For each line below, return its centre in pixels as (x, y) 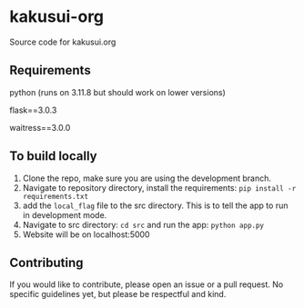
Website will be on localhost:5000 (86, 234)
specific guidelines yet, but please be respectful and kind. (118, 294)
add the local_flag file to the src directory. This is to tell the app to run (155, 205)
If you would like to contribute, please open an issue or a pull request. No (147, 284)
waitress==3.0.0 (40, 127)
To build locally (53, 156)
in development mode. (65, 214)
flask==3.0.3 (33, 110)
